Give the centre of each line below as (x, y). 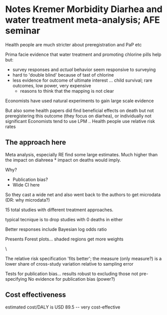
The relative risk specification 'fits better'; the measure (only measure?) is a (83, 259)
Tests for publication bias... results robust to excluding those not (72, 274)
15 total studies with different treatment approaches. (59, 210)
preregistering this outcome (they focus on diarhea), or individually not (78, 116)
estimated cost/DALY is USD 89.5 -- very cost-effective (63, 307)
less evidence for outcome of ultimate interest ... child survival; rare (82, 80)
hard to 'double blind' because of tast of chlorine (63, 75)
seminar (23, 31)
